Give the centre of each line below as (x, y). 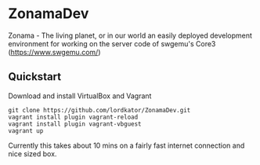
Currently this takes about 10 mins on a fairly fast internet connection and (126, 145)
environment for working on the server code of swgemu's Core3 (112, 43)
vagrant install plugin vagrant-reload (73, 117)
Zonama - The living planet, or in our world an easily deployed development (130, 35)
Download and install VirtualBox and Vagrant (80, 96)
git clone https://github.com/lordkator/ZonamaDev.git (99, 110)
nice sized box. (32, 153)
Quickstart (35, 77)
